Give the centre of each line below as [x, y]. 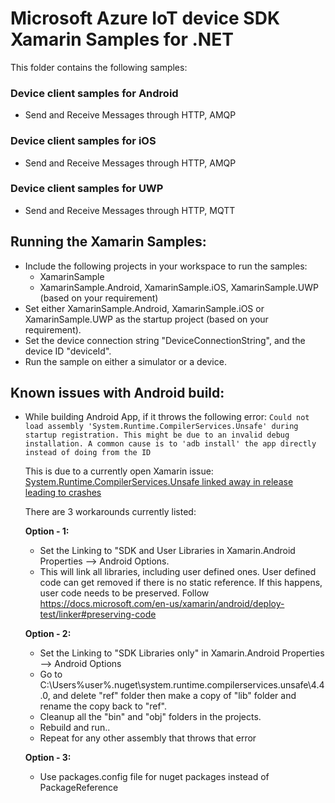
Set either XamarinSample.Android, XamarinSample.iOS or [144, 308]
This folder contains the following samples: [99, 67]
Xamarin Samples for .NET [122, 39]
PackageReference [79, 788]
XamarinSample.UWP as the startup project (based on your [146, 319]
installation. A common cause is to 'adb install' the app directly [170, 444]
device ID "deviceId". [68, 351]
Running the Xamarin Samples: [108, 242]
